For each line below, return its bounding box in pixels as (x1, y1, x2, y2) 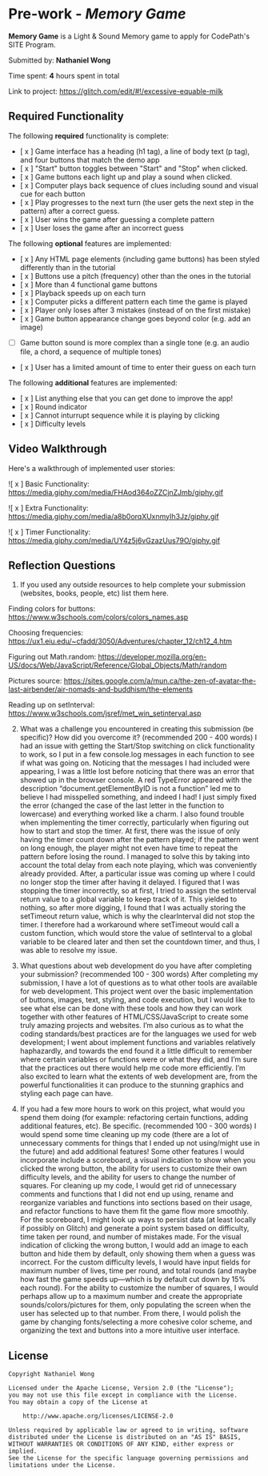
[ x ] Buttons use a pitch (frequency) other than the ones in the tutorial (19, 271, 251, 280)
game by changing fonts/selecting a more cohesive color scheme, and (19, 1317, 253, 1327)
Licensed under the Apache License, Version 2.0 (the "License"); (8, 1384, 234, 1393)
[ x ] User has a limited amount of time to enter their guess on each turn (19, 362, 256, 372)
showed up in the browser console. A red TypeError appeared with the (19, 775, 252, 785)
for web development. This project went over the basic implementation (19, 986, 254, 996)
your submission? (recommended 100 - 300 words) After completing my (19, 970, 258, 979)
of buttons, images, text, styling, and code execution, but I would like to (19, 995, 256, 1005)
